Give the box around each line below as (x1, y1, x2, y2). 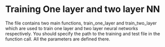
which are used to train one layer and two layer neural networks (5, 25, 138, 31)
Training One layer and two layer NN (5, 3, 160, 15)
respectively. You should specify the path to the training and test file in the (5, 30, 160, 36)
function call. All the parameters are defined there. (5, 36, 110, 42)
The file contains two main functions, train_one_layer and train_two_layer (5, 20, 157, 26)
